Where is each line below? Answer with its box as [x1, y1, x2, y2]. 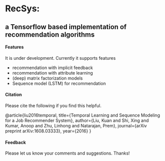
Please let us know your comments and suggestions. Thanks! [5, 150, 130, 156]
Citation [5, 92, 22, 98]
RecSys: [5, 3, 40, 14]
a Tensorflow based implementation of [5, 23, 127, 31]
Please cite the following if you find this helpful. [5, 102, 102, 109]
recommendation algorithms [5, 30, 95, 39]
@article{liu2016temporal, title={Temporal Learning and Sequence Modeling [5, 112, 161, 118]
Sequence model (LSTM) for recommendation [12, 80, 106, 86]
